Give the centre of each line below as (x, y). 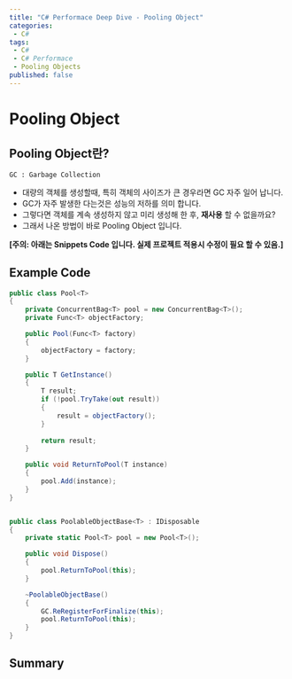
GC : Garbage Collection (55, 175)
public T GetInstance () (69, 375)
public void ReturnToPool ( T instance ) (96, 465)
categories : (31, 26)
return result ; (69, 441)
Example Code (50, 273)
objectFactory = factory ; (89, 350)
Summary (37, 663)
